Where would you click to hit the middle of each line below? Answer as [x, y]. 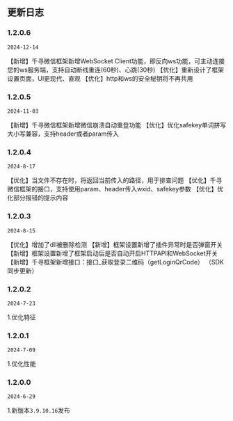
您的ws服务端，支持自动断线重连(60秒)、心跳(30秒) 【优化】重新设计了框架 [116, 70]
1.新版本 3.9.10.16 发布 [39, 411]
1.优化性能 [22, 364]
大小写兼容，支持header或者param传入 [63, 134]
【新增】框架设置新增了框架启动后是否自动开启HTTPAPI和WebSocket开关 [113, 253]
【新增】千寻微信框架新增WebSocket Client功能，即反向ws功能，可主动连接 [116, 61]
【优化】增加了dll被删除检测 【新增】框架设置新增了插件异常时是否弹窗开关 [115, 244]
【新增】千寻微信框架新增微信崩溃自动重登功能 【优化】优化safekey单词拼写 [117, 125]
